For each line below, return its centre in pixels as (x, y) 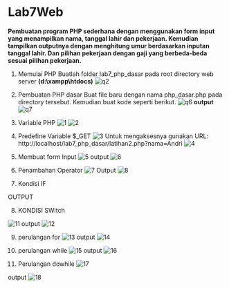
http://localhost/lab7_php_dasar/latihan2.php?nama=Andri (100, 143)
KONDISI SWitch (41, 210)
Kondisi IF (32, 183)
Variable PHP (37, 122)
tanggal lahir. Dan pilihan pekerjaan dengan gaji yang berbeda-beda (108, 53)
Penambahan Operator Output (67, 170)
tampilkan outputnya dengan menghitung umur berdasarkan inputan (109, 46)
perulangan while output (60, 250)
